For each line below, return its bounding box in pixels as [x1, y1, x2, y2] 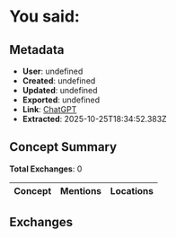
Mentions [59, 184, 101, 197]
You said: [9, 6, 81, 27]
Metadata [9, 42, 65, 57]
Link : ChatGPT [22, 104, 77, 114]
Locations [110, 184, 154, 197]
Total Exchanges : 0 [9, 163, 83, 174]
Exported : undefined [22, 94, 101, 105]
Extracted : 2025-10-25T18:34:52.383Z [22, 114, 168, 124]
